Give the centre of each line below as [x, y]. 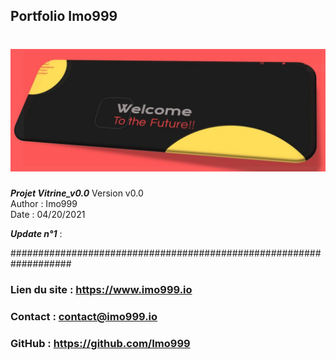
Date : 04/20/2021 [48, 215]
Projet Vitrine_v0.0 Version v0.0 [77, 193]
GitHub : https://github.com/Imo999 [100, 343]
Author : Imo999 [44, 204]
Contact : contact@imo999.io [84, 317]
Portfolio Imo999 [64, 16]
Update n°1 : [36, 234]
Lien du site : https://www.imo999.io [101, 290]
